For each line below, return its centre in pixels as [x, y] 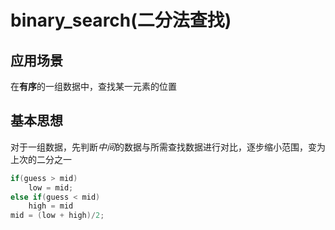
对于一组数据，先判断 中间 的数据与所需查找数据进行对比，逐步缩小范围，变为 [168, 147]
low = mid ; [51, 187]
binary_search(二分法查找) [121, 20]
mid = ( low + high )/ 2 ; [57, 216]
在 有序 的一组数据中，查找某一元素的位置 [93, 86]
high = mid [51, 206]
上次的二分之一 [41, 159]
